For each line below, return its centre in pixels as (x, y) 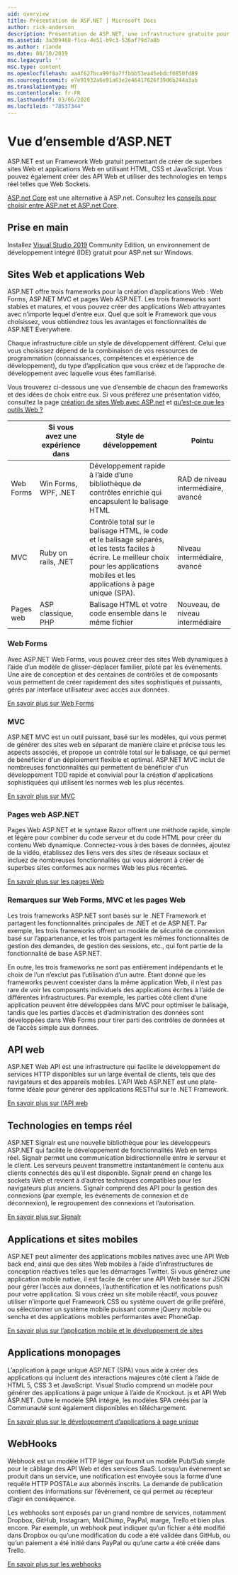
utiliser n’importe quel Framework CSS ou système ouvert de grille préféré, (116, 1302)
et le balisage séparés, (127, 539)
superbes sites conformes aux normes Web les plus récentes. (98, 868)
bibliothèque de (115, 484)
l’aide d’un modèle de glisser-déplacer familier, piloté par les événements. (115, 667)
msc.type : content (34, 67)
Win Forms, (59, 484)
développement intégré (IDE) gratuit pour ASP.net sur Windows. (100, 252)
